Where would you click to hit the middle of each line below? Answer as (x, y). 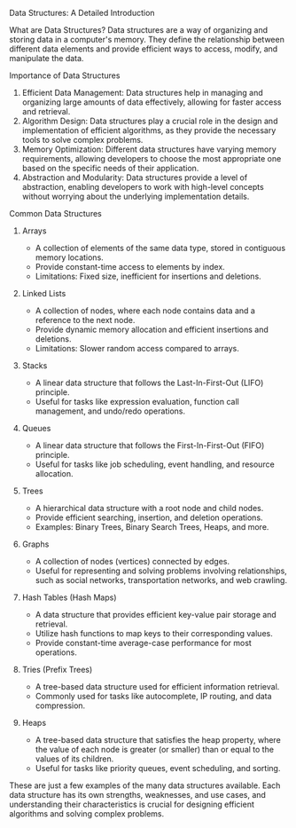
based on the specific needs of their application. (110, 168)
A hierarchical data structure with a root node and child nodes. (149, 508)
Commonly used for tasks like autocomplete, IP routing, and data (153, 696)
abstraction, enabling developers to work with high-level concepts (143, 187)
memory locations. (69, 257)
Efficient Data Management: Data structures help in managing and (142, 93)
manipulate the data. (47, 58)
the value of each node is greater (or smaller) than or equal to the (155, 749)
